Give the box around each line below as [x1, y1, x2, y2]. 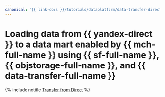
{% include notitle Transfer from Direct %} [5, 87, 91, 93]
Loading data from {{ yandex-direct [5, 28, 153, 39]
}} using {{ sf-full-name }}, [48, 49, 160, 61]
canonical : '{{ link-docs [5, 7, 58, 12]
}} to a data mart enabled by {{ [5, 39, 132, 50]
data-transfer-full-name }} [5, 70, 116, 81]
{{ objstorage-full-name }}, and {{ [5, 60, 146, 71]
